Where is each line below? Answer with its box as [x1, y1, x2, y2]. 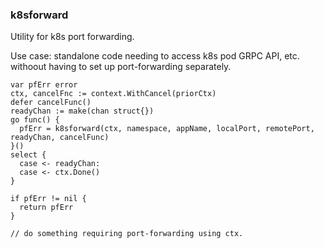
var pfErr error [10, 80, 78, 90]
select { [10, 150, 47, 160]
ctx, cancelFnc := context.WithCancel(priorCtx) [10, 89, 217, 99]
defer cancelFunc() [10, 98, 92, 108]
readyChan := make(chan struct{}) [10, 106, 155, 117]
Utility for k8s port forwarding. [10, 31, 135, 43]
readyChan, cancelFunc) [10, 133, 110, 143]
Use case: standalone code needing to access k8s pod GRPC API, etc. [10, 50, 300, 62]
